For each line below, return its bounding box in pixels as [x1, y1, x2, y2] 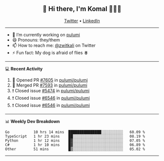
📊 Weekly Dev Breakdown [5, 118, 60, 124]
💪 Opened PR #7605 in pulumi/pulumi [12, 77, 88, 83]
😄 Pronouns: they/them [12, 37, 60, 43]
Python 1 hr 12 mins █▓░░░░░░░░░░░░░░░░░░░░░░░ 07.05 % [5, 138, 145, 143]
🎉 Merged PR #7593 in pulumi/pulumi [12, 82, 88, 88]
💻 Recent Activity [5, 66, 43, 72]
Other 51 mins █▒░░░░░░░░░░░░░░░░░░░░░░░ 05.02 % [5, 146, 145, 151]
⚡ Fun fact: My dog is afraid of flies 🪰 [12, 50, 89, 55]
